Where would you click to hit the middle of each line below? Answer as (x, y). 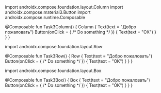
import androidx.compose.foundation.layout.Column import (64, 7)
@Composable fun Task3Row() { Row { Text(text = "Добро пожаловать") (79, 56)
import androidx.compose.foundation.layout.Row (54, 46)
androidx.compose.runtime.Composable (45, 17)
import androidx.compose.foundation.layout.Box (53, 71)
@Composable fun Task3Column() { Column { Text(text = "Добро (71, 27)
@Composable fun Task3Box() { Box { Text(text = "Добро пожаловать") (78, 80)
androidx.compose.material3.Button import (48, 12)
